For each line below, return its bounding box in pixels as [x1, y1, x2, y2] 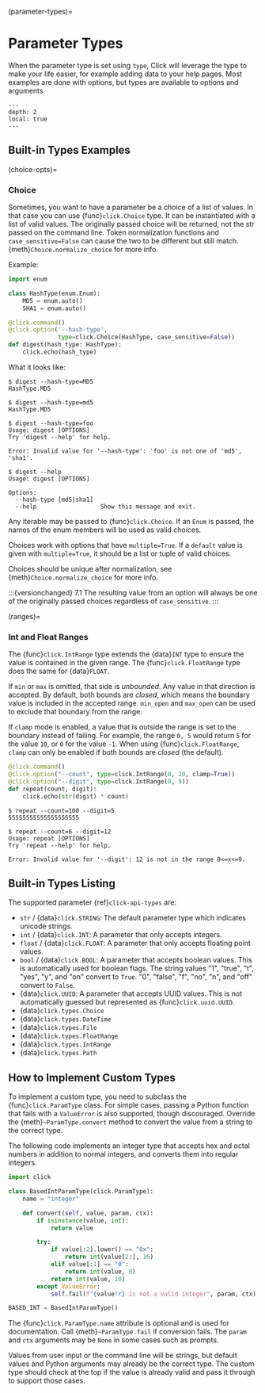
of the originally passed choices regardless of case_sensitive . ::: [8, 596, 219, 606]
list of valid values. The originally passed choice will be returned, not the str [8, 220, 255, 229]
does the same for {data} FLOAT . [8, 666, 109, 676]
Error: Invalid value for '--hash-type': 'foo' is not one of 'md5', [8, 447, 243, 455]
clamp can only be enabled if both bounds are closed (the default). [8, 748, 224, 757]
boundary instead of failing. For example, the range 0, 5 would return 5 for [8, 731, 252, 741]
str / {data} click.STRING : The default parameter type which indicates [19, 913, 247, 923]
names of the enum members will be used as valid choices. [8, 525, 202, 534]
